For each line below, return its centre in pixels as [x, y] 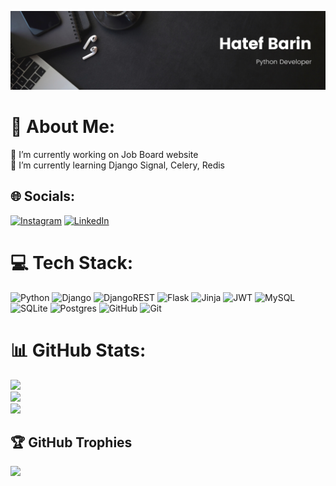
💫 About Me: [63, 127]
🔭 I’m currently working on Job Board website [104, 154]
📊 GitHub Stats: [78, 350]
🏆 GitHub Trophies [71, 442]
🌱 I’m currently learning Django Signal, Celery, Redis [117, 165]
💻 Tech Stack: [72, 262]
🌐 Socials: [43, 196]
